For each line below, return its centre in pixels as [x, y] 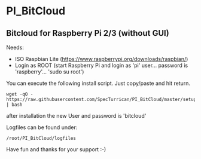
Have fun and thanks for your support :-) [56, 149]
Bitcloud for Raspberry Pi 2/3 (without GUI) [88, 33]
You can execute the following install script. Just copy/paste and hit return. [98, 83]
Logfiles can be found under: [42, 127]
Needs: [15, 47]
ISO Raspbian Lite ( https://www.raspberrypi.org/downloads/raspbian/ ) [101, 59]
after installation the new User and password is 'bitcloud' [76, 116]
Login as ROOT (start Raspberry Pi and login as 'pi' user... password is [101, 65]
